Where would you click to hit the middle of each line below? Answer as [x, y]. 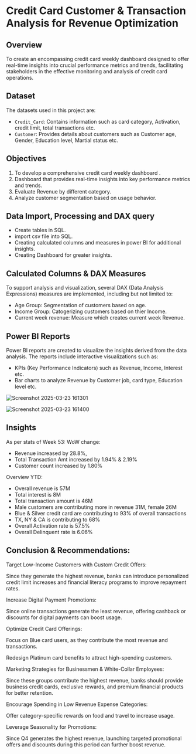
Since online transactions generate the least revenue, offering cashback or [96, 611]
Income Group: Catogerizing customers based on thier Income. [90, 311]
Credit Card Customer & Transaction [96, 11]
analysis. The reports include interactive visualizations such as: [82, 356]
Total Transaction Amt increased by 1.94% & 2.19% [76, 459]
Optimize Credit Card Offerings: [44, 629]
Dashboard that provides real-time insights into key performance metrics [102, 179]
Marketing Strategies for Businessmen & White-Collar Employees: [85, 669]
